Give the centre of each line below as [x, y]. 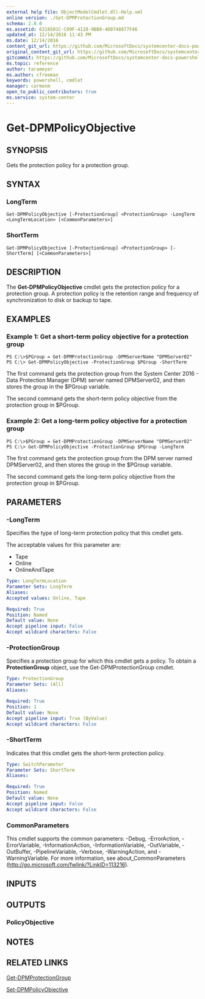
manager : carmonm [28, 86]
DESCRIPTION [34, 272]
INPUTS [21, 884]
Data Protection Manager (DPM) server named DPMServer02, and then [96, 380]
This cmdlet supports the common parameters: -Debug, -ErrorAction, [94, 838]
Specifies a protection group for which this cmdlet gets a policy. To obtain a [101, 661]
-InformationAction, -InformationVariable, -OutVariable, [112, 845]
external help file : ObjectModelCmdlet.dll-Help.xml [75, 12]
